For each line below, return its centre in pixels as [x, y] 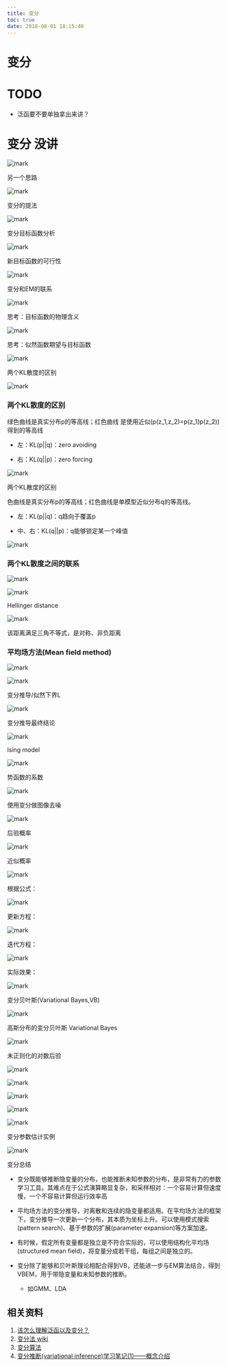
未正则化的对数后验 [34, 1056]
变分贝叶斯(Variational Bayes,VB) [54, 1000]
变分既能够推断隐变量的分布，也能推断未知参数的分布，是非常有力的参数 [119, 1179]
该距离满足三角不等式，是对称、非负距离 [64, 633]
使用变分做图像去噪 [34, 805]
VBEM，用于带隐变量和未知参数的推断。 [74, 1274]
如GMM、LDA [47, 1289]
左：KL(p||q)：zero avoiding [57, 444]
